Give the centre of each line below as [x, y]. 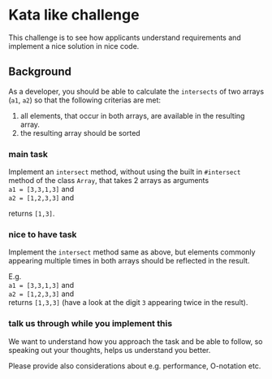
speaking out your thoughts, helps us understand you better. [110, 350]
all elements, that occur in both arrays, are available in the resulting [132, 115]
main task [28, 154]
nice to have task [43, 234]
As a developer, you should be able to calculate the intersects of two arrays [136, 91]
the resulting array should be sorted [80, 133]
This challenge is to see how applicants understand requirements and [125, 37]
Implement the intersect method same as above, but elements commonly [132, 252]
